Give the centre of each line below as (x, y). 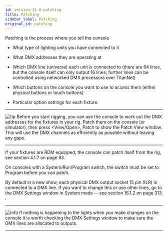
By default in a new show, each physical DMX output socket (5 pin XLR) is (81, 182)
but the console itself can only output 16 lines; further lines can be (80, 72)
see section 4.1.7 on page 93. (35, 157)
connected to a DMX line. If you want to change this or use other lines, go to (84, 187)
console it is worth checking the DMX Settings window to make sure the (79, 218)
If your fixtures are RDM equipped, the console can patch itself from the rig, (83, 152)
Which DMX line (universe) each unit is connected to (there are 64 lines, (87, 67)
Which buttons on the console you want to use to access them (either (84, 87)
